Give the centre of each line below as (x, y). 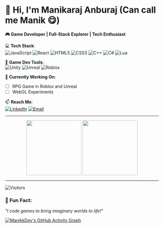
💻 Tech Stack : (20, 45)
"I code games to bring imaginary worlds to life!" (54, 211)
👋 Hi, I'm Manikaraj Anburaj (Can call (81, 10)
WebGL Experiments (33, 92)
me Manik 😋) (32, 20)
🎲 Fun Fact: (19, 200)
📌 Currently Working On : (31, 77)
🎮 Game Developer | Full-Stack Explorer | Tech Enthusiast (65, 34)
